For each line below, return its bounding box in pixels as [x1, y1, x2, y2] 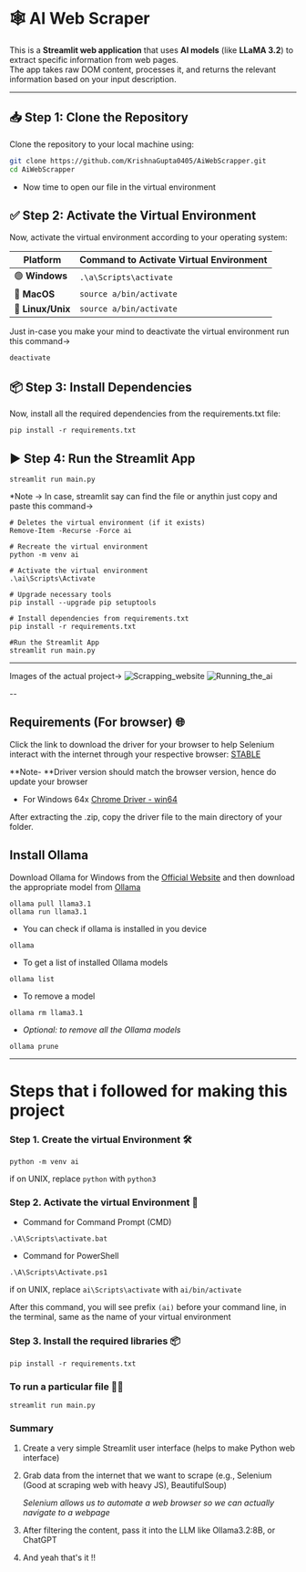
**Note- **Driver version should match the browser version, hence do [9, 766, 277, 777]
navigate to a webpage [22, 1507, 111, 1518]
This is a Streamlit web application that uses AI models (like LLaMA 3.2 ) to [9, 44, 294, 56]
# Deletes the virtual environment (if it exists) [9, 518, 206, 527]
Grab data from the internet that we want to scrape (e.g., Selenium [22, 1470, 272, 1481]
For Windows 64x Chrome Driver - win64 [22, 793, 178, 804]
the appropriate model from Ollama [9, 881, 141, 892]
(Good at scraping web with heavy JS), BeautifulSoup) [22, 1480, 228, 1491]
